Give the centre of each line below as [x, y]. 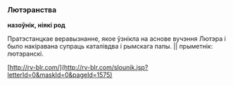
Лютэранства [32, 10]
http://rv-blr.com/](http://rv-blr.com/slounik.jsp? [79, 68]
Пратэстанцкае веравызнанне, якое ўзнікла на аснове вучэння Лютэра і [117, 39]
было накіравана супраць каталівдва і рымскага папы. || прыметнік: [110, 47]
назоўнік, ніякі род [36, 25]
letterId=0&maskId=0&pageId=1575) [60, 75]
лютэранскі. [25, 54]
